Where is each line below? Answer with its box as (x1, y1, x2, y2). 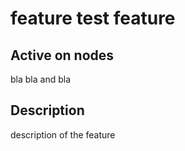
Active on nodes (10, 47, 115, 64)
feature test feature (10, 7, 176, 30)
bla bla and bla (10, 73, 71, 85)
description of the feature (10, 128, 116, 141)
